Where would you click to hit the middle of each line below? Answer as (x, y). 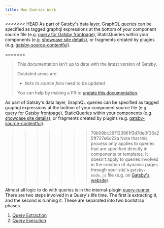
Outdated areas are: (37, 73)
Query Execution (29, 220)
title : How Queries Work (31, 10)
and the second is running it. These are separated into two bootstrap (75, 200)
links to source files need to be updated (65, 83)
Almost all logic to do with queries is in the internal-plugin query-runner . (78, 190)
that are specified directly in (119, 148)
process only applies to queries (123, 143)
